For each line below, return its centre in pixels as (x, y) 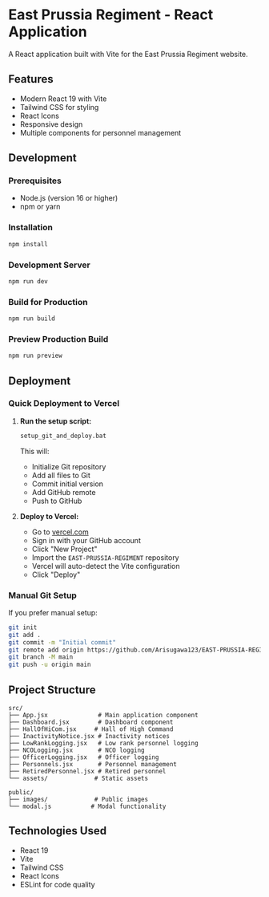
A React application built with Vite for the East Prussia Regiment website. (128, 54)
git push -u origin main (50, 665)
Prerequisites (35, 181)
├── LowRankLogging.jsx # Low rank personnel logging (103, 744)
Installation (31, 228)
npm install (28, 244)
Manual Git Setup (43, 595)
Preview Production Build (58, 339)
